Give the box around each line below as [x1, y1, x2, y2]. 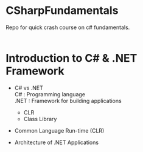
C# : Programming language [14, 90, 86, 97]
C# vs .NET [14, 84, 44, 91]
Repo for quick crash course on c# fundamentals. [5, 24, 130, 31]
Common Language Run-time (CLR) [14, 127, 105, 134]
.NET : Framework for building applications [14, 97, 122, 104]
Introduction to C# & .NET [5, 51, 138, 65]
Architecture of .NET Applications [14, 139, 99, 146]
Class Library [23, 115, 57, 122]
